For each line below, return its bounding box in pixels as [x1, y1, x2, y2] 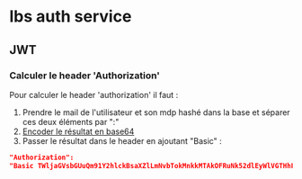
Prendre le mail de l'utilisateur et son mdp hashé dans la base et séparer [22, 106, 290, 118]
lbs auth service [9, 6, 132, 27]
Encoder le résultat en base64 [22, 126, 135, 137]
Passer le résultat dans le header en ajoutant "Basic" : [22, 135, 222, 146]
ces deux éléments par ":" [22, 116, 120, 127]
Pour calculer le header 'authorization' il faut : [9, 89, 179, 100]
